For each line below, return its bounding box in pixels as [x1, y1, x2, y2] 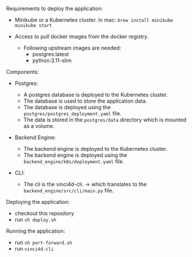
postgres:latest [32, 51, 69, 58]
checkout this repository [14, 210, 74, 217]
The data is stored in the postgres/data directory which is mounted [23, 116, 187, 123]
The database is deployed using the [23, 104, 111, 111]
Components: [6, 68, 40, 75]
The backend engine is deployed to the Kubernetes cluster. [23, 146, 168, 152]
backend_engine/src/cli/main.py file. [23, 187, 114, 194]
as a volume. [23, 123, 55, 129]
